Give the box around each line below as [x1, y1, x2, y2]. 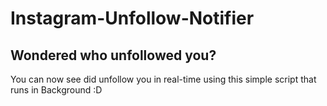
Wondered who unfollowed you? [10, 47, 217, 64]
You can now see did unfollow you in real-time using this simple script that [10, 73, 317, 85]
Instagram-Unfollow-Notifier [10, 7, 255, 30]
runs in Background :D [10, 84, 103, 96]
